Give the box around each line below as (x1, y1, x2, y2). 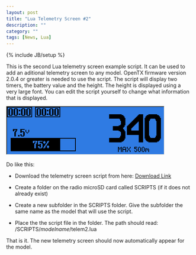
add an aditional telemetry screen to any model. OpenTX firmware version (6, 69, 187, 76)
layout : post (6, 9, 38, 15)
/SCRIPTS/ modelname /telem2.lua (14, 225, 97, 233)
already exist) (14, 190, 49, 198)
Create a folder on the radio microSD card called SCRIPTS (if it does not (14, 184, 191, 191)
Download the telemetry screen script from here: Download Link (14, 172, 172, 180)
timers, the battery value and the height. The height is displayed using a (6, 82, 181, 89)
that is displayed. (6, 95, 48, 102)
